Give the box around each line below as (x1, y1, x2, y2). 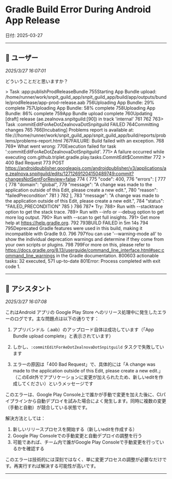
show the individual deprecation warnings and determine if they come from (5, 236, 164, 242)
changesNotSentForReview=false (5, 176, 76, 182)
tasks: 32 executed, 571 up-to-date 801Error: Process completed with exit (5, 258, 161, 264)
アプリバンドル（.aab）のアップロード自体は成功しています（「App (12, 326, 155, 332)
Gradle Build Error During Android (5, 4, 151, 15)
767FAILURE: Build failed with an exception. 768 (63, 137, 164, 144)
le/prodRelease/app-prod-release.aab (5, 99, 85, 105)
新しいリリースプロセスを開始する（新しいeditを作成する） (12, 426, 137, 432)
